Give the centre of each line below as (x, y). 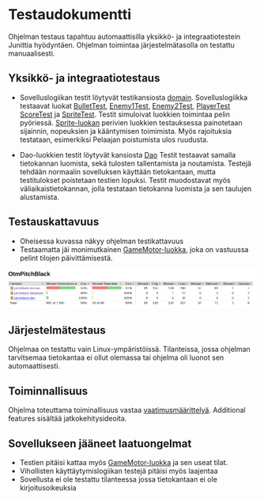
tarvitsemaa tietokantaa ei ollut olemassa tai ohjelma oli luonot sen (116, 357)
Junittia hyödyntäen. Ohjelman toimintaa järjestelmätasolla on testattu (121, 44)
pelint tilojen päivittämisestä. (66, 258)
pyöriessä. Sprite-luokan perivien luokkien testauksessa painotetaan (131, 122)
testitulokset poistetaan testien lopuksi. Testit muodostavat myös (125, 180)
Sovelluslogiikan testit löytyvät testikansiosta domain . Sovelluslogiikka (134, 97)
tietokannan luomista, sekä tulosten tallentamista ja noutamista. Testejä (135, 163)
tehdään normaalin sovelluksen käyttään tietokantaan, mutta (117, 171)
